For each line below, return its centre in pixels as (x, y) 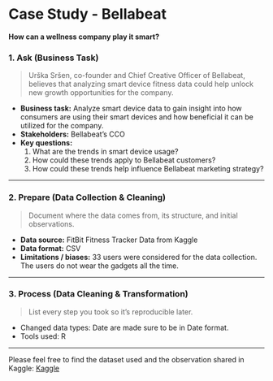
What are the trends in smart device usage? (105, 152)
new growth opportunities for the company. (101, 93)
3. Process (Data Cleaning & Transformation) (98, 294)
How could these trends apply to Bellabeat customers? (124, 160)
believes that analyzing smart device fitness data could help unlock (141, 84)
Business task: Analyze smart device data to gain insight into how (131, 108)
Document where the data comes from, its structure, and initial (133, 215)
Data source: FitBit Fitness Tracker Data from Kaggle (109, 240)
